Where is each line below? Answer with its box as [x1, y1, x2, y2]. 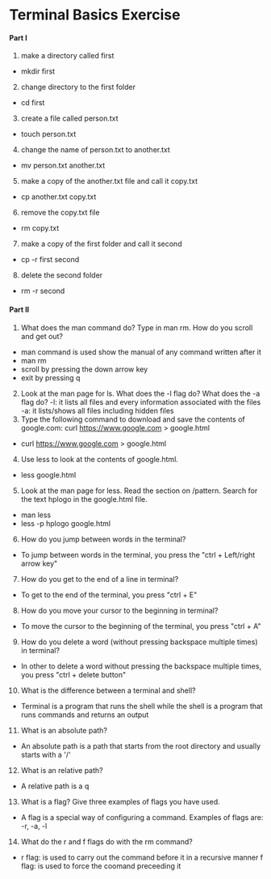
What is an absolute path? [20, 725, 108, 735]
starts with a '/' [20, 749, 71, 759]
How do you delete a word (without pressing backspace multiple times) [20, 637, 258, 647]
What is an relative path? [20, 765, 103, 775]
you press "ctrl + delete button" [20, 669, 127, 679]
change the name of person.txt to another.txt [20, 145, 170, 155]
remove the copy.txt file [20, 208, 100, 218]
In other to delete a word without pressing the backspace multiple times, [20, 661, 261, 671]
